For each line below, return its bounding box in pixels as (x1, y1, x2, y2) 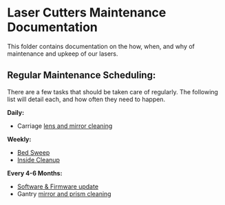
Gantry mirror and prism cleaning (17, 189, 111, 197)
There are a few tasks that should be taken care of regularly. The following (7, 87, 219, 96)
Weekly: (7, 135, 32, 143)
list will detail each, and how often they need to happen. (7, 95, 166, 103)
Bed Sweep (17, 148, 50, 156)
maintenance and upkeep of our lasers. (7, 50, 118, 58)
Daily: (7, 108, 25, 116)
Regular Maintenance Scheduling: (7, 69, 156, 81)
